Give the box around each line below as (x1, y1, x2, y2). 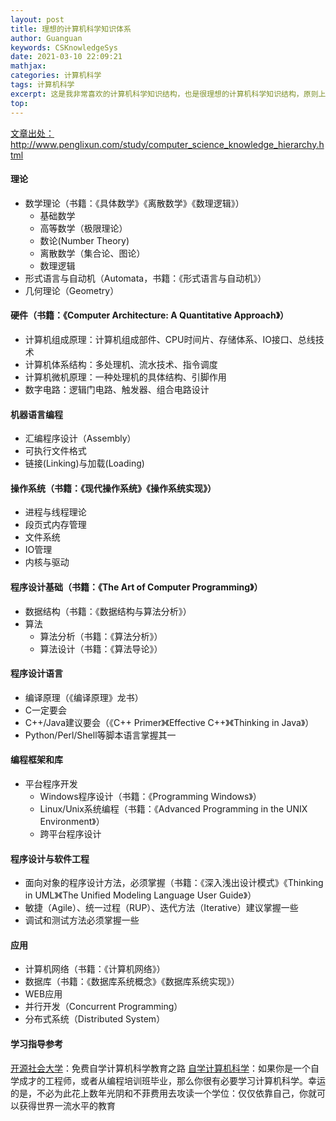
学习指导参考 (10, 1037, 63, 1050)
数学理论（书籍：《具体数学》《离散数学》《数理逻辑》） (24, 197, 245, 209)
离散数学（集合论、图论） (39, 247, 146, 259)
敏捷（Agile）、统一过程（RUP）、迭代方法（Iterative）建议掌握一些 (24, 902, 299, 914)
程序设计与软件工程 (10, 852, 90, 865)
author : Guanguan (10, 33, 83, 43)
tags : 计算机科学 (10, 80, 75, 90)
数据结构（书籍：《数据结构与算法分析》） (24, 605, 192, 617)
